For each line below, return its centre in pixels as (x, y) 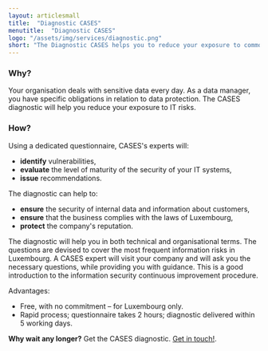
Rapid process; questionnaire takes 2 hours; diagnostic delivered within (137, 314)
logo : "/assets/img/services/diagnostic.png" (85, 38)
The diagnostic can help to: (53, 193)
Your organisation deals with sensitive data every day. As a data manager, (130, 91)
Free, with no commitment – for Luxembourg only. (101, 306)
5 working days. (46, 323)
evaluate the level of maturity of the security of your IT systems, (126, 169)
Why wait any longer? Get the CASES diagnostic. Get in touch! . (112, 338)
